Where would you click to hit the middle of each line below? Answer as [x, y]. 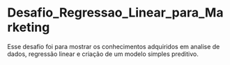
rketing [29, 27]
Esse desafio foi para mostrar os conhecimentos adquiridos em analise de [114, 46]
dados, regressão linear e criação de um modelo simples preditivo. [103, 54]
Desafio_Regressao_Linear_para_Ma [115, 13]
